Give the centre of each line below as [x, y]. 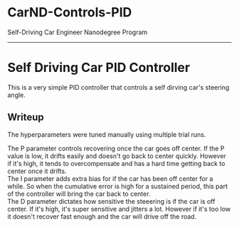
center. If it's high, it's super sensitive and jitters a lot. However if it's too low [119, 209]
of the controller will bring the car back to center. [79, 194]
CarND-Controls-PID [70, 12]
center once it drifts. [37, 171]
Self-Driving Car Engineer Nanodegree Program [78, 32]
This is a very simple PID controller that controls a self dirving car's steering [118, 87]
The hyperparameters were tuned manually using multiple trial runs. [107, 134]
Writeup [26, 117]
